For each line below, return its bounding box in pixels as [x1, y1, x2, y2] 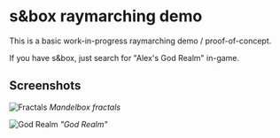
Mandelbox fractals [49, 102, 121, 112]
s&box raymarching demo [9, 6, 203, 27]
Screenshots [9, 78, 82, 94]
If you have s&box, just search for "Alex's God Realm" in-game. [9, 52, 240, 63]
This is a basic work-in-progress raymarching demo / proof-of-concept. [9, 35, 272, 46]
